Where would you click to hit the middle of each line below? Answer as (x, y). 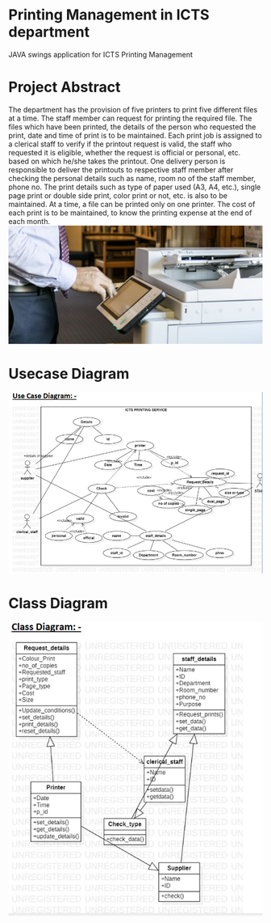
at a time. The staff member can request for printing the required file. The (130, 118)
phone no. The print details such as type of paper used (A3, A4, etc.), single (135, 187)
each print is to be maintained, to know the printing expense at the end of (130, 213)
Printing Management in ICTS (109, 15)
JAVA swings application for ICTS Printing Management (101, 54)
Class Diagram (58, 603)
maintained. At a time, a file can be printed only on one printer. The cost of (132, 204)
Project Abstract (65, 87)
